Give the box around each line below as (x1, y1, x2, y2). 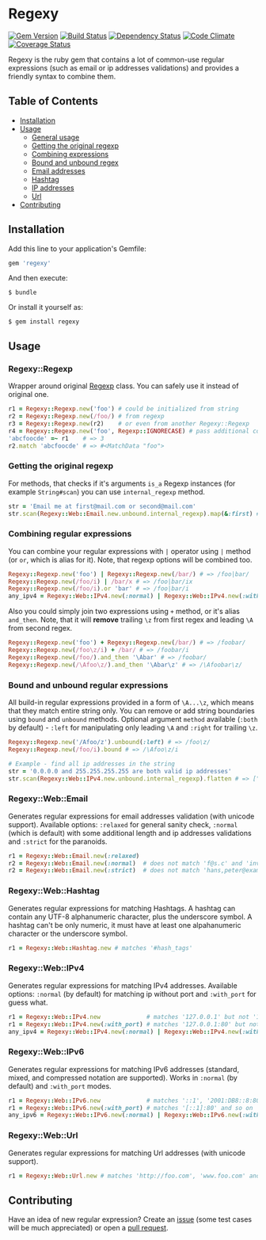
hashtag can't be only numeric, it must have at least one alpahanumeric (8, 920, 241, 929)
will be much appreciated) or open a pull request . (8, 1223, 169, 1233)
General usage (31, 132, 80, 142)
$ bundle (8, 288, 37, 297)
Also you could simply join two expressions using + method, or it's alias (8, 607, 240, 616)
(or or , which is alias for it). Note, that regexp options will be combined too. (8, 555, 253, 564)
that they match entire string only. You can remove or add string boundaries (8, 706, 255, 715)
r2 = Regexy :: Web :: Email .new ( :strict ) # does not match (8, 867, 200, 875)
